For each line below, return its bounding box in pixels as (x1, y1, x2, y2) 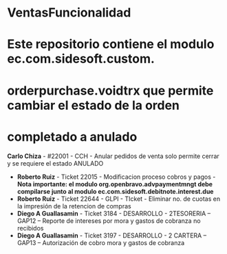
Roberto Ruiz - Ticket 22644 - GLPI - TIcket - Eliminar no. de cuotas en (17, 195, 221, 203)
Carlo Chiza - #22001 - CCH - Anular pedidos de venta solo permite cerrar (7, 152, 220, 160)
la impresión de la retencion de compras (17, 202, 132, 210)
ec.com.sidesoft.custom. (7, 51, 155, 67)
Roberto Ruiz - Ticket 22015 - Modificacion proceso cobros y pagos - (17, 173, 216, 181)
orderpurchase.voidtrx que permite (7, 83, 214, 98)
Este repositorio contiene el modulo (7, 37, 215, 52)
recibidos (17, 224, 44, 232)
